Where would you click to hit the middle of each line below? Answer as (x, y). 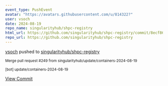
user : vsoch (17, 19)
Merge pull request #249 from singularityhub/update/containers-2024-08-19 (71, 61)
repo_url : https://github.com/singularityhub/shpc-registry (69, 38)
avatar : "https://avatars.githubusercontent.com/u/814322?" (69, 14)
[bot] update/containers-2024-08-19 (37, 69)
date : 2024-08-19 (23, 24)
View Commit (19, 79)
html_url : (15, 33)
